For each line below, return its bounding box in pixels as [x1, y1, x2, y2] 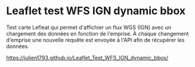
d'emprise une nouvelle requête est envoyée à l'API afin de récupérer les [6, 36, 185, 43]
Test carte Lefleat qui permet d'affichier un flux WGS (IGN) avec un [6, 24, 172, 31]
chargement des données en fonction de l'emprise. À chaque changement [6, 30, 189, 37]
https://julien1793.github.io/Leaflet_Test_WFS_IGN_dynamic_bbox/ [6, 54, 169, 61]
